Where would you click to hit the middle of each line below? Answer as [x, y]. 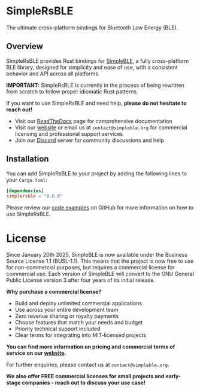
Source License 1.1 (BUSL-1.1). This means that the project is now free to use [100, 261]
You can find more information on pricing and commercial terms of [91, 347]
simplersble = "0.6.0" [34, 196]
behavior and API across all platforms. [53, 74]
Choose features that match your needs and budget [79, 323]
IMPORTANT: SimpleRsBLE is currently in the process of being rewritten [95, 85]
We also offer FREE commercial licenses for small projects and [85, 376]
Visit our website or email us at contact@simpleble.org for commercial [101, 127]
